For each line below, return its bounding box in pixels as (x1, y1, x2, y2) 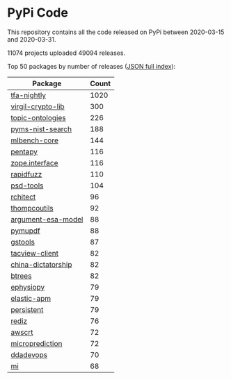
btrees (10, 271, 32, 281)
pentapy (10, 147, 38, 156)
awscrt (10, 327, 33, 337)
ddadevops (10, 349, 47, 359)
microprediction (10, 338, 63, 348)
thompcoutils (10, 203, 54, 213)
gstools (10, 237, 35, 247)
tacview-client (10, 248, 59, 258)
